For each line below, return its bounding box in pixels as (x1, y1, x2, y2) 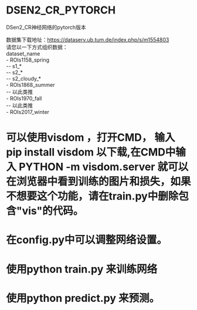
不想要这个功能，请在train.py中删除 (6, 190, 179, 203)
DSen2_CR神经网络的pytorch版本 (6, 23, 86, 31)
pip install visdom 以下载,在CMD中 (6, 146, 176, 159)
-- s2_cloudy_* (6, 75, 42, 82)
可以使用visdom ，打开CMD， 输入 (6, 131, 175, 144)
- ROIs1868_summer (6, 81, 55, 88)
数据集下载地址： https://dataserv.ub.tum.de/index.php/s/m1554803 (6, 36, 169, 43)
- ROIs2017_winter (6, 108, 50, 115)
